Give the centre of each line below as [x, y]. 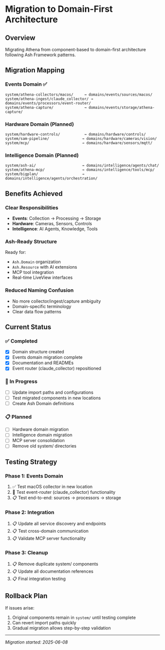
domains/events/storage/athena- [122, 107]
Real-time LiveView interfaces [42, 277]
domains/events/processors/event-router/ [48, 103]
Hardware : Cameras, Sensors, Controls [52, 223]
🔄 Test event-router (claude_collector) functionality [64, 492]
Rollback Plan [26, 596]
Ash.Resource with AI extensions [45, 267]
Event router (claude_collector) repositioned [57, 369]
